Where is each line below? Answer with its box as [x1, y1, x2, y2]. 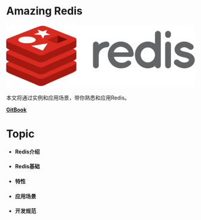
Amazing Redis [6, 4, 83, 18]
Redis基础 [14, 163, 40, 170]
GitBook [6, 106, 27, 113]
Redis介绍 [14, 148, 40, 155]
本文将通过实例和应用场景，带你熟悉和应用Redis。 [6, 94, 130, 101]
